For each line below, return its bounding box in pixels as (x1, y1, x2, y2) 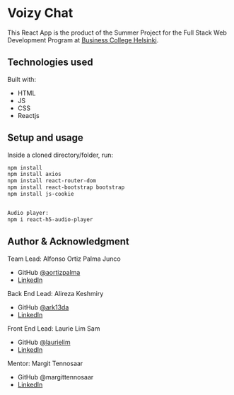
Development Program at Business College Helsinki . (7, 35, 159, 44)
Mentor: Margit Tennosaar (7, 359, 83, 367)
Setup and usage (7, 132, 83, 144)
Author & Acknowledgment (7, 235, 129, 248)
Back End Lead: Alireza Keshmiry (7, 289, 104, 297)
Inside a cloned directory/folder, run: (7, 151, 114, 159)
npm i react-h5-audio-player (7, 216, 93, 223)
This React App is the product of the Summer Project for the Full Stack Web (7, 28, 228, 37)
